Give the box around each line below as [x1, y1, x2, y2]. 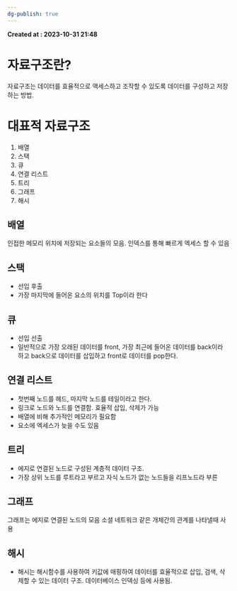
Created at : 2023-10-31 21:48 [7, 30, 98, 38]
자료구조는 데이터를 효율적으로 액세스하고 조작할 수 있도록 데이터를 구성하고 [7, 82, 216, 90]
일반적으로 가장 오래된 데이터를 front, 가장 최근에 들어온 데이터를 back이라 [17, 342, 224, 351]
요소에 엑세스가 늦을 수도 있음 [17, 421, 99, 429]
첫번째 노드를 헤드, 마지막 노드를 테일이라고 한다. [17, 394, 152, 403]
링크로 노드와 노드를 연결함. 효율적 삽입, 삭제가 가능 [17, 403, 159, 412]
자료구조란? [7, 57, 72, 73]
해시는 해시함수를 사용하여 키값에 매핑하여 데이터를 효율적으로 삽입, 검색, [17, 568, 218, 576]
